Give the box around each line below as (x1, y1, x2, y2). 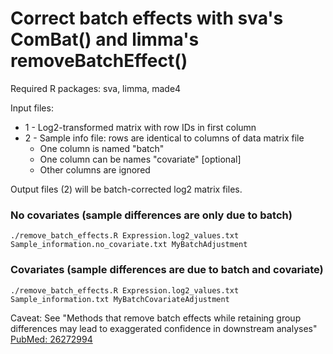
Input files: (10, 102, 54, 114)
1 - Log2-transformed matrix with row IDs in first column (24, 121, 257, 133)
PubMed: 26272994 (10, 333, 93, 345)
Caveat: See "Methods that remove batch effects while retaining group (10, 312, 302, 324)
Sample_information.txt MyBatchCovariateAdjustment (10, 294, 230, 304)
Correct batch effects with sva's (10, 7, 284, 30)
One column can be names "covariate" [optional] (39, 153, 242, 165)
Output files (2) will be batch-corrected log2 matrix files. (10, 183, 243, 195)
